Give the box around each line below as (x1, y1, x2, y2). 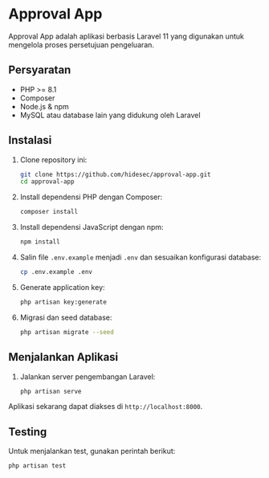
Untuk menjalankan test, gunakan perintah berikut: (8, 447, 176, 456)
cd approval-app (19, 178, 75, 186)
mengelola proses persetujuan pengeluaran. (8, 39, 155, 49)
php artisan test (8, 462, 67, 470)
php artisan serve (19, 387, 82, 395)
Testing (8, 425, 47, 439)
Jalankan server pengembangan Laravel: (19, 371, 156, 382)
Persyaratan (8, 63, 71, 77)
